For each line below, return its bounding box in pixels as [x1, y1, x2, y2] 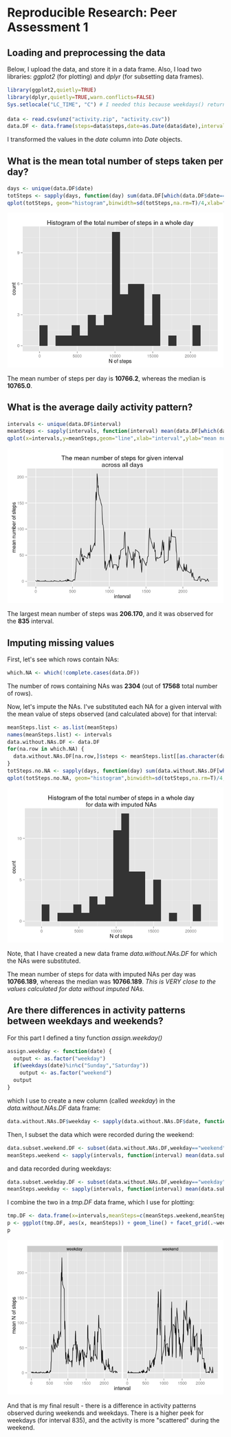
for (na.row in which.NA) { [7, 745, 85, 753]
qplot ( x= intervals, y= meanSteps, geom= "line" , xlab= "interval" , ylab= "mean [7, 435, 217, 442]
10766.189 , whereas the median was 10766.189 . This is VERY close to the [7, 977, 217, 986]
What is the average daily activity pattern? [7, 401, 193, 414]
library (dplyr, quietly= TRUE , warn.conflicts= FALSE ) [7, 94, 155, 100]
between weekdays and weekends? [7, 1015, 164, 1027]
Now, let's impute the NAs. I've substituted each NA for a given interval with [7, 702, 222, 710]
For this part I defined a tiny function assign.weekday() [7, 1034, 163, 1042]
